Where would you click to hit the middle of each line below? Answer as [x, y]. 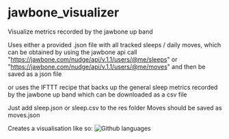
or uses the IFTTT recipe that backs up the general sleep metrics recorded [113, 87]
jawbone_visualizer [64, 13]
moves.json [24, 115]
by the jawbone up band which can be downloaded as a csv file [97, 94]
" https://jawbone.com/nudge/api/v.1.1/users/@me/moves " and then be [107, 66]
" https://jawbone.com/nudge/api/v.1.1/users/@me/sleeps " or [93, 59]
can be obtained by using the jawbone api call [72, 52]
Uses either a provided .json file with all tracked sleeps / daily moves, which [114, 45]
